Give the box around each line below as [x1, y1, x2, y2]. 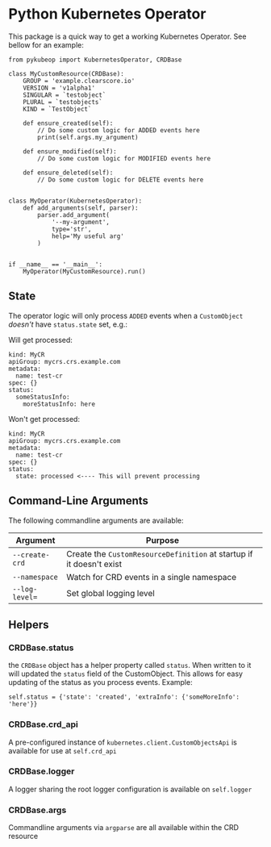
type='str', [51, 225, 92, 233]
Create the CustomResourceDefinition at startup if [66, 548, 253, 559]
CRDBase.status [8, 642, 74, 653]
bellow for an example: [8, 40, 85, 49]
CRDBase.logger [8, 766, 75, 777]
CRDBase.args [8, 804, 67, 816]
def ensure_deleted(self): [23, 169, 114, 177]
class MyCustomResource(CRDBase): [8, 69, 125, 77]
